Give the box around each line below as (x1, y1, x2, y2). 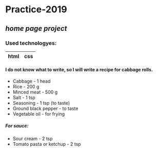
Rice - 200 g (12, 84, 39, 90)
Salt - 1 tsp (12, 94, 36, 101)
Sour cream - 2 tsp (12, 136, 53, 142)
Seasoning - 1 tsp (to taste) (12, 100, 70, 106)
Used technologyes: (5, 40, 57, 47)
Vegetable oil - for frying (12, 111, 65, 117)
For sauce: (5, 122, 29, 129)
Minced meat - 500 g (12, 89, 58, 96)
